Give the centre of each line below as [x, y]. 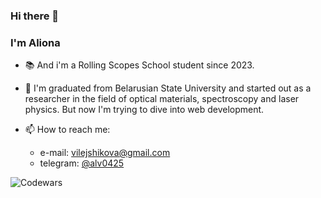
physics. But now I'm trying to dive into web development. [144, 110]
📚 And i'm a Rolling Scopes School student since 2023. [139, 65]
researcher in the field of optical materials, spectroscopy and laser [162, 99]
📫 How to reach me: [67, 130]
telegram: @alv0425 [82, 163]
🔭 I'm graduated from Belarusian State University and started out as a [168, 88]
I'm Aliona [35, 42]
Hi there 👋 [35, 16]
